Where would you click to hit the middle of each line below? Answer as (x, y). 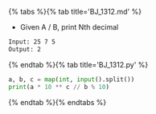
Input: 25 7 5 (32, 42)
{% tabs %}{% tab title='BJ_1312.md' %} (75, 12)
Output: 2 (25, 49)
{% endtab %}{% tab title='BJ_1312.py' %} (78, 64)
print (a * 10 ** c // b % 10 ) (59, 87)
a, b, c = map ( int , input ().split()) (72, 79)
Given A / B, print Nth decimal (69, 27)
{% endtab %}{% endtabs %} (57, 102)
